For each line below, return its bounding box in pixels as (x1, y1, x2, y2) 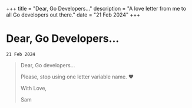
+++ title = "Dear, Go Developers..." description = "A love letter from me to (6, 5, 187, 12)
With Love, (20, 84, 47, 91)
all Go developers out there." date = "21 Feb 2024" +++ (6, 11, 140, 18)
